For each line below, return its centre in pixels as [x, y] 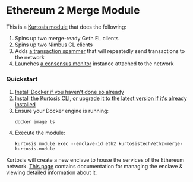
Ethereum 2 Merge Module [73, 10]
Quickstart [22, 79]
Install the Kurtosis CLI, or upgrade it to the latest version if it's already [101, 98]
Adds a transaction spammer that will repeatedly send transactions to [100, 51]
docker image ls [35, 122]
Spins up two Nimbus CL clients [54, 45]
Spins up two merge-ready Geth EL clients [67, 38]
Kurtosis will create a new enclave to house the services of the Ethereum [95, 160]
